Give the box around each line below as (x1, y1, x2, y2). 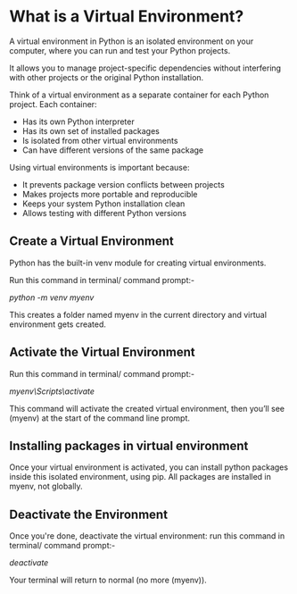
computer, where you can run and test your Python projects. (9, 45, 231, 55)
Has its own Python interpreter (21, 116, 136, 127)
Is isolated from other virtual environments (21, 135, 178, 146)
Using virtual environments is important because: (9, 162, 190, 172)
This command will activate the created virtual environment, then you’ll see (9, 403, 285, 414)
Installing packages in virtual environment (9, 438, 249, 453)
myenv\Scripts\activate (9, 386, 95, 397)
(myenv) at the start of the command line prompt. (9, 413, 190, 423)
